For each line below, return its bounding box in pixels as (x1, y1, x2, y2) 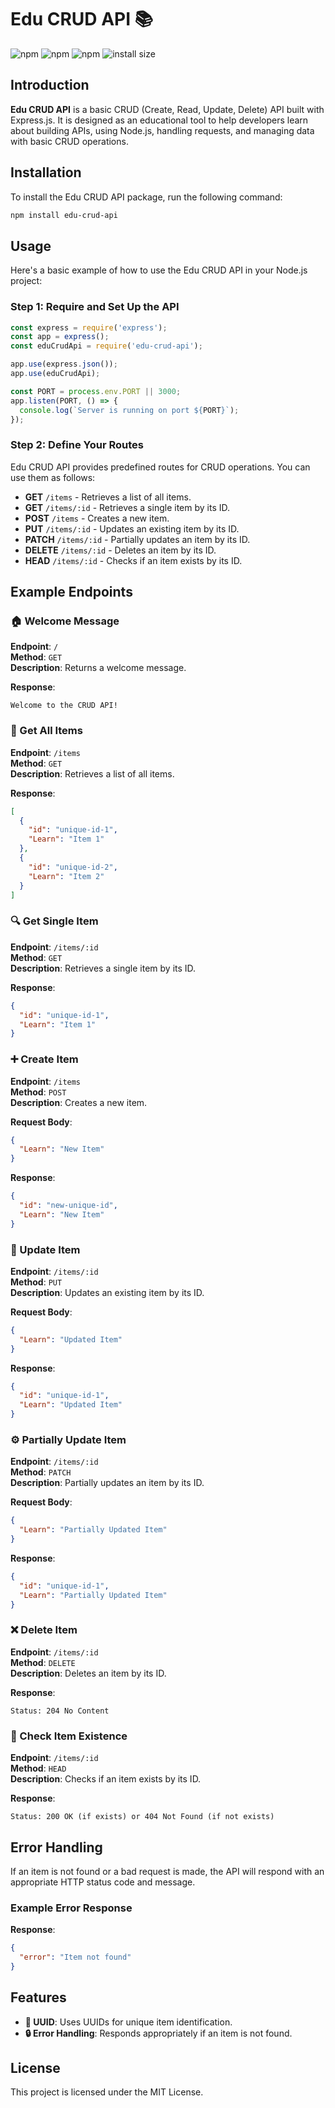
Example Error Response (10, 1901, 133, 1915)
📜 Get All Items (10, 724, 83, 738)
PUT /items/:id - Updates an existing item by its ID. (24, 522, 240, 535)
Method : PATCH (10, 1466, 72, 1478)
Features (10, 1989, 67, 2006)
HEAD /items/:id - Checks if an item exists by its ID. (24, 554, 243, 566)
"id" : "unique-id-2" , (28, 862, 118, 872)
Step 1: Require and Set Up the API (10, 300, 180, 314)
